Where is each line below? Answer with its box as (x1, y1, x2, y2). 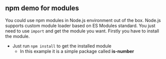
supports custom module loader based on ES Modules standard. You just (5, 22, 156, 28)
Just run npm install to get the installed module (12, 42, 111, 49)
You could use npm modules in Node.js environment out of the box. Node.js (5, 17, 161, 23)
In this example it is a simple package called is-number (19, 48, 134, 54)
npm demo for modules (5, 4, 79, 12)
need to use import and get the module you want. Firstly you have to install (5, 27, 159, 34)
